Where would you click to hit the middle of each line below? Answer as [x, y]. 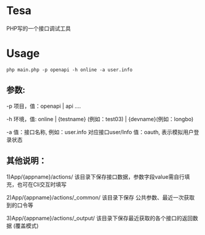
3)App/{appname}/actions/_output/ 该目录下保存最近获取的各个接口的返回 [99, 218]
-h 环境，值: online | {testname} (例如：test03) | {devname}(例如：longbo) [100, 119]
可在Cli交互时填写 [45, 184]
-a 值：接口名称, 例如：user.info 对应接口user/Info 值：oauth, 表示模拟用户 [100, 132]
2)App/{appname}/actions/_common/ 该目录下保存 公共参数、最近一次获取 [100, 197]
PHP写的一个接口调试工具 [39, 28]
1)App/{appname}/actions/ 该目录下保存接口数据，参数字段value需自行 [95, 177]
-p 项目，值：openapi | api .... [44, 106]
